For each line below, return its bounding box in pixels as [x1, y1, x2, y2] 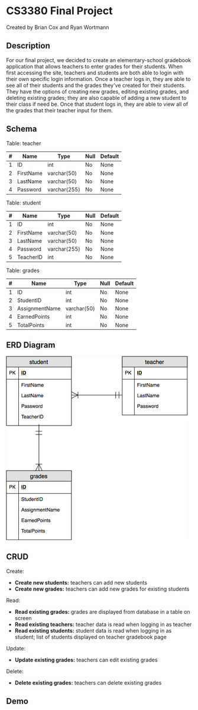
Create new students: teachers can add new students [14, 579, 148, 586]
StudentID [17, 297, 42, 304]
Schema [6, 124, 37, 134]
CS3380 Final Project [6, 4, 113, 18]
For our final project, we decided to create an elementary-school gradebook [6, 56, 191, 63]
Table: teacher [6, 140, 41, 147]
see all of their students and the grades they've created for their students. [6, 82, 186, 89]
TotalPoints [17, 321, 45, 329]
